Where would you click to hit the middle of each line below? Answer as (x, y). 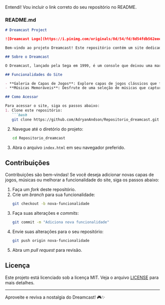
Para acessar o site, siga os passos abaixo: (52, 106)
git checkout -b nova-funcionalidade (51, 204)
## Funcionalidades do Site (34, 74)
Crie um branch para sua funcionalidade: (54, 195)
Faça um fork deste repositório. (44, 190)
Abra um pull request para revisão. (47, 250)
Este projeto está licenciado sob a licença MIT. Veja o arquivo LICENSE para (82, 277)
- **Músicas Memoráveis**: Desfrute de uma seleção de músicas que (76, 88)
